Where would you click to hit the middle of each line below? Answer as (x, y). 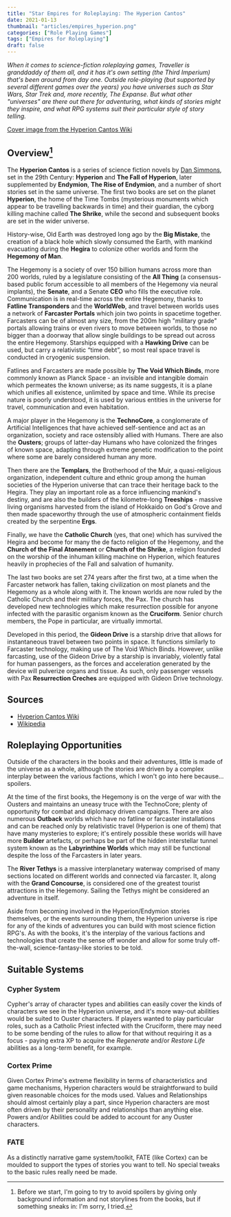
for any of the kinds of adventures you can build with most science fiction (111, 926)
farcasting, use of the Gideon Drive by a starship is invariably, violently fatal (114, 656)
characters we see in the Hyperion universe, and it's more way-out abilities (113, 1011)
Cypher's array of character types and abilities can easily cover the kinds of (114, 1004)
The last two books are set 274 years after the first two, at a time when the (113, 577)
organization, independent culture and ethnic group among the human (107, 477)
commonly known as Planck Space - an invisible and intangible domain (108, 377)
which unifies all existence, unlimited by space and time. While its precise (111, 392)
